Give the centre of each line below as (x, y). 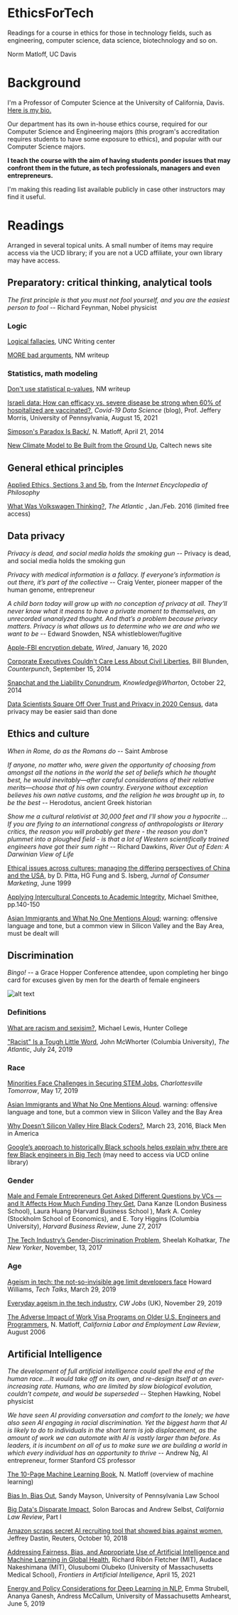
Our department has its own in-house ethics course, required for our (108, 124)
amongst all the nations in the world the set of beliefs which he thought (112, 772)
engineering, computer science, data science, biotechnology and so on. (113, 40)
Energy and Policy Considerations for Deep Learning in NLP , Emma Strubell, (118, 1589)
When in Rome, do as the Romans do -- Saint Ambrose (88, 751)
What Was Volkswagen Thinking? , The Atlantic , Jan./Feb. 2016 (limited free (118, 506)
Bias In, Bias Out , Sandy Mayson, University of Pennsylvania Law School (113, 1496)
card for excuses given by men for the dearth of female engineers (104, 980)
